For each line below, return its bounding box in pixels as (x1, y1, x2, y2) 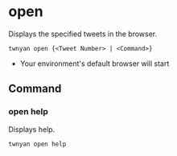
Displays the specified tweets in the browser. (8, 29, 158, 39)
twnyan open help (8, 140, 67, 148)
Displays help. (8, 124, 56, 134)
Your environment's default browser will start (19, 59, 170, 68)
